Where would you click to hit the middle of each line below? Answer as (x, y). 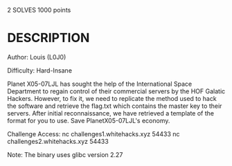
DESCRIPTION (48, 38)
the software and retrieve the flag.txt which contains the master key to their (115, 106)
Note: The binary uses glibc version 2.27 (65, 154)
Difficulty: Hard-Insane (40, 70)
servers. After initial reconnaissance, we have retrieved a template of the (111, 113)
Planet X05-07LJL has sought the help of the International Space (100, 84)
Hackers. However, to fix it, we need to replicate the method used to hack (112, 98)
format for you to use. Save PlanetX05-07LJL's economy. (89, 120)
